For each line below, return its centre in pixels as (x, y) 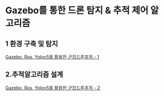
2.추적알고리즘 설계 (34, 75)
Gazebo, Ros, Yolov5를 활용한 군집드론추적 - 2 (53, 88)
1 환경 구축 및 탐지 (32, 44)
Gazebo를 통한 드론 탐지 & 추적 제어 (77, 10)
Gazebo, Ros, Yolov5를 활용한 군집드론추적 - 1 (52, 57)
